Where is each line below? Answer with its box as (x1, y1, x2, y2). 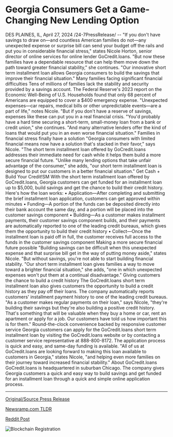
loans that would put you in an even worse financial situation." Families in (5, 130, 161, 136)
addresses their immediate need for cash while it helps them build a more (5, 152, 161, 158)
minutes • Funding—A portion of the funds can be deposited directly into (5, 201, 160, 207)
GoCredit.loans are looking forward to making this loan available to (5, 348, 147, 354)
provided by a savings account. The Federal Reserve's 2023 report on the (5, 86, 162, 92)
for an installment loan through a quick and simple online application (5, 375, 150, 381)
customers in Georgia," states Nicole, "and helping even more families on (5, 354, 161, 360)
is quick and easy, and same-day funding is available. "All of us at (5, 343, 145, 349)
